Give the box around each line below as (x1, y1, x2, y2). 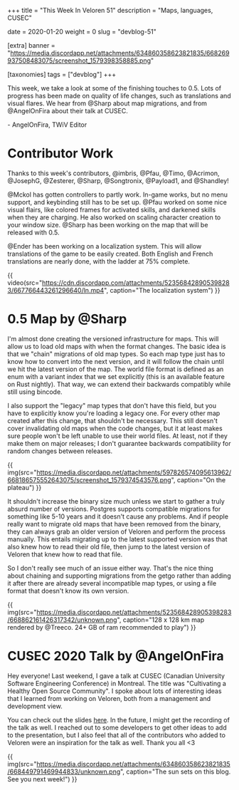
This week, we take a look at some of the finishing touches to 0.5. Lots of (7, 84, 222, 92)
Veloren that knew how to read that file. (7, 550, 123, 558)
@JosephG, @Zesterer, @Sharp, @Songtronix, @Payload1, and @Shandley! (7, 176, 229, 184)
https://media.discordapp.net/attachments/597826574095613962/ (36, 468, 232, 477)
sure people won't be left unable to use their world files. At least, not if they (7, 431, 228, 440)
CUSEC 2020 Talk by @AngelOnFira (7, 648, 224, 665)
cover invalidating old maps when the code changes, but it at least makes (7, 424, 223, 432)
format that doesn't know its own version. (7, 586, 129, 595)
